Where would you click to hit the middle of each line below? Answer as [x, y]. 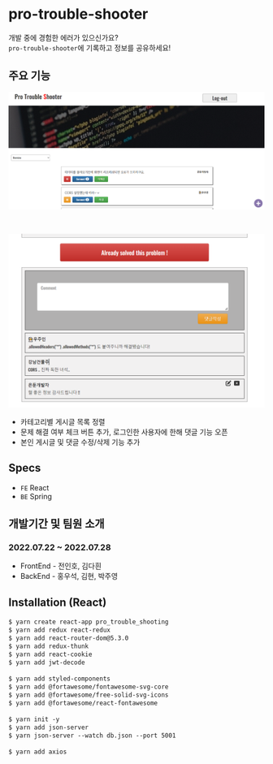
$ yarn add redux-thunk [49, 646]
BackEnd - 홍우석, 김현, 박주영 [69, 576]
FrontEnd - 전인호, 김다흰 [61, 566]
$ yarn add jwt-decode [47, 663]
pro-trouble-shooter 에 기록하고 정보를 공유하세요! [90, 47]
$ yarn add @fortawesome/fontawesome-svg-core [89, 687]
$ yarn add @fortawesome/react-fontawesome [83, 703]
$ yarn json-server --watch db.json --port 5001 [92, 736]
